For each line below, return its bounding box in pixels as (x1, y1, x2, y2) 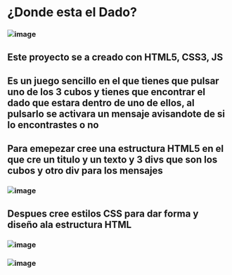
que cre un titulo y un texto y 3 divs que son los (7, 154, 218, 166)
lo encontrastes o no (7, 119, 99, 131)
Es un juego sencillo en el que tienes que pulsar (7, 75, 219, 87)
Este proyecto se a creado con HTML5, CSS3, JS (7, 51, 224, 63)
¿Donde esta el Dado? (7, 4, 137, 20)
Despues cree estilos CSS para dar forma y (7, 207, 199, 219)
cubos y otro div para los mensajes (7, 165, 163, 177)
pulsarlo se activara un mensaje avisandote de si (7, 108, 225, 120)
